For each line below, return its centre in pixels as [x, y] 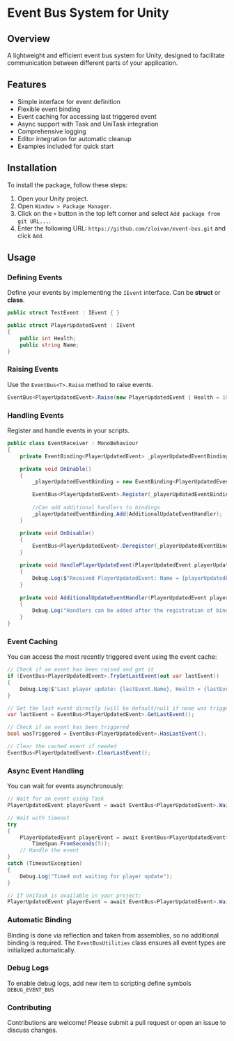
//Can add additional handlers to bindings [96, 508]
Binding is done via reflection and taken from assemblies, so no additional [113, 935]
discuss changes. [32, 1030]
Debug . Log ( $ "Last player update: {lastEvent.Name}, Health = [110, 689]
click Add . [30, 235]
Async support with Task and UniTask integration [88, 124]
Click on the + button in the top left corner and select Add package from [119, 213]
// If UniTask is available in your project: [74, 896]
